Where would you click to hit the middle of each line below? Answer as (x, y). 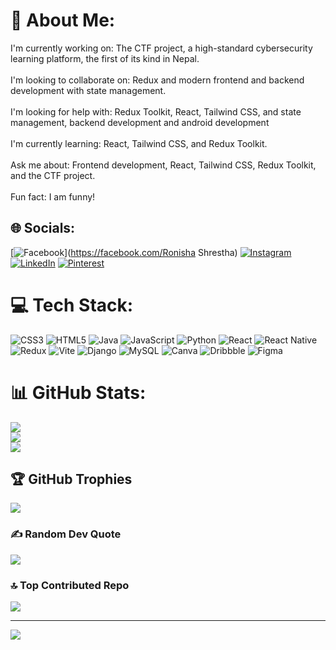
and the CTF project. (53, 175)
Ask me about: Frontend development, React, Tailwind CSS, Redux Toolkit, (163, 165)
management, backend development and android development (140, 122)
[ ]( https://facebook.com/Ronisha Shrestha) (124, 252)
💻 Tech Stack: (72, 305)
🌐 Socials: (43, 228)
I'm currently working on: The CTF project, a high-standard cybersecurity (161, 48)
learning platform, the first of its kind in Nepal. (105, 58)
